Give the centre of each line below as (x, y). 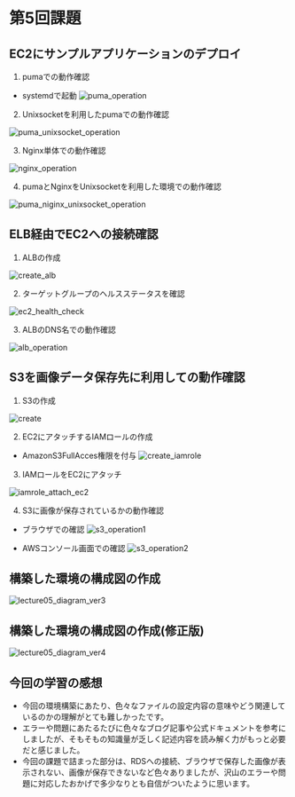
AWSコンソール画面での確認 (74, 548)
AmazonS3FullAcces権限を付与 (79, 455)
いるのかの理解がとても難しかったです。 (95, 717)
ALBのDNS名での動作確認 (69, 329)
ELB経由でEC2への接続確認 (84, 235)
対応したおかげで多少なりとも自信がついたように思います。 (146, 784)
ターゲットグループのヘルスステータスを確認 (103, 293)
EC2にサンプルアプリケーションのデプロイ (125, 54)
